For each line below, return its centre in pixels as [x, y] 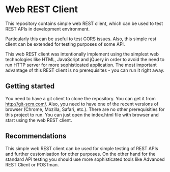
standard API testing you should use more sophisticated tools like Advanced [85, 159]
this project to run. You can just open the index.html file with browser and [82, 114]
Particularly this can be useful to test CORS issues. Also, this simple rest [81, 39]
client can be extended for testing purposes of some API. [65, 44]
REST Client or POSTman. [32, 164]
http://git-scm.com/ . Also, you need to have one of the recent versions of [82, 104]
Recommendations [36, 136]
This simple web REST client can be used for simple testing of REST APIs [82, 148]
